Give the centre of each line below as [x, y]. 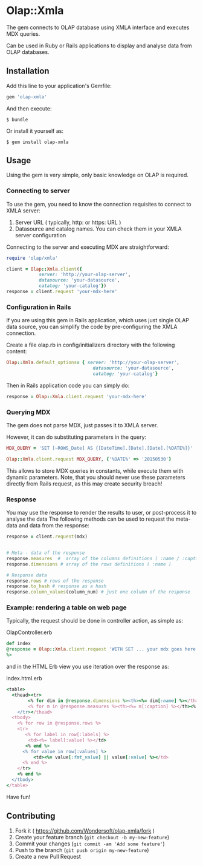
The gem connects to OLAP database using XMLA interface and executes [98, 27]
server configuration [40, 235]
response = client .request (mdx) [47, 537]
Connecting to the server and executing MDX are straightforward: [88, 247]
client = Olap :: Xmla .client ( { [44, 269]
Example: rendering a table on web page [66, 607]
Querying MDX [28, 412]
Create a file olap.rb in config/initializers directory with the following [91, 345]
